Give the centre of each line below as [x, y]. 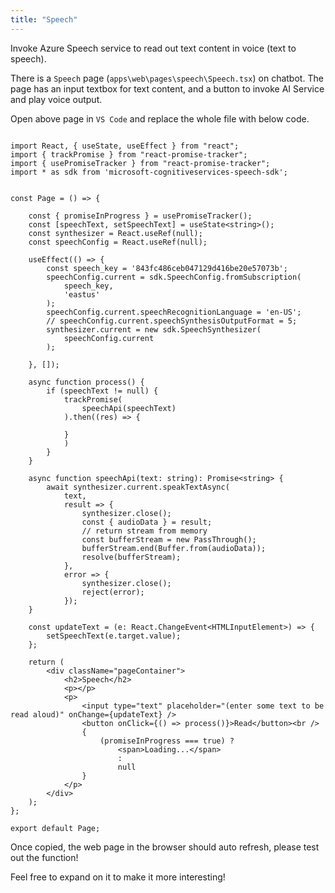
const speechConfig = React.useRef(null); [118, 242]
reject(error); [113, 592]
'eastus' [82, 294]
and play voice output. [56, 99]
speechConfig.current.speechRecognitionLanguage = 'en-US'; [174, 312]
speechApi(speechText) [129, 408]
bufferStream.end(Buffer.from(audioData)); [174, 548]
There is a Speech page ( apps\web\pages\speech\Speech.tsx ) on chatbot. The [167, 78]
